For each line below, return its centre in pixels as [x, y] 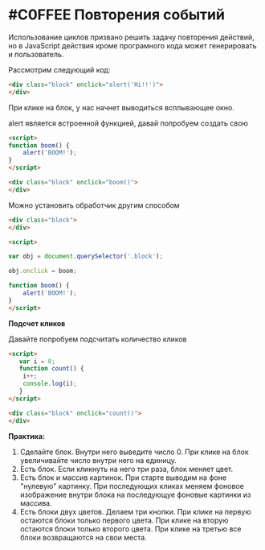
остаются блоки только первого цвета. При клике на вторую [124, 520]
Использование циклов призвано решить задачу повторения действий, [131, 37]
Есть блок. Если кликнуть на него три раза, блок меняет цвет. [126, 469]
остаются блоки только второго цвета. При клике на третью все [130, 528]
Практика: [27, 436]
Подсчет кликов [37, 323]
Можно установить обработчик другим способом [94, 205]
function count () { [51, 369]
